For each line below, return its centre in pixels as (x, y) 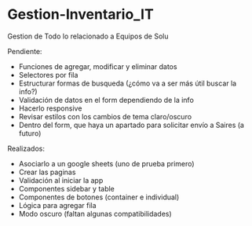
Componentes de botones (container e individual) (99, 197)
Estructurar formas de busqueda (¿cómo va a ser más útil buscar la (128, 83)
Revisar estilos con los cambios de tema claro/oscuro (105, 116)
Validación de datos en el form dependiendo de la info (106, 100)
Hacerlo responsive (50, 108)
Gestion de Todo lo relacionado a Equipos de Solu (88, 36)
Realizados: (26, 148)
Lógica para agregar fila (57, 205)
